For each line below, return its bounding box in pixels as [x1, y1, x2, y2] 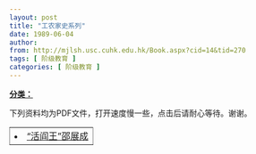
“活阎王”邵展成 [26, 130, 90, 142]
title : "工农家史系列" [9, 21, 86, 30]
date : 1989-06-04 [9, 29, 74, 38]
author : [9, 37, 38, 47]
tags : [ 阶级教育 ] [9, 54, 77, 63]
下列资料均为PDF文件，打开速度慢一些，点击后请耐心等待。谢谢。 [9, 108, 252, 118]
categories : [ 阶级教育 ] [9, 63, 101, 72]
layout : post [9, 12, 58, 22]
